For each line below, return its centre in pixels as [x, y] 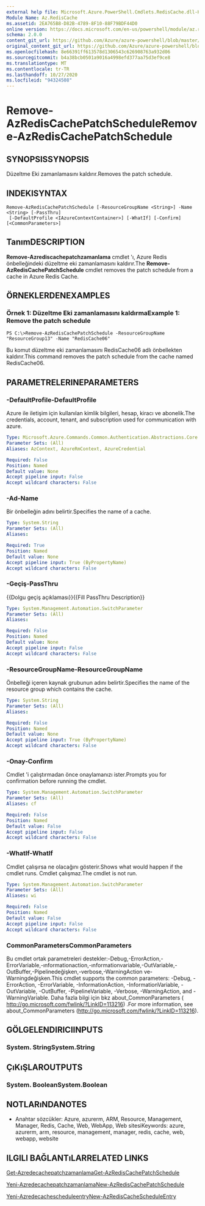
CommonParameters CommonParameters [69, 945]
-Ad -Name [22, 499]
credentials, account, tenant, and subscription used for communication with [101, 420]
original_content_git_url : [41, 47]
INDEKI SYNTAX [37, 193]
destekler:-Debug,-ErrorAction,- [123, 959]
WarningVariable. [28, 997]
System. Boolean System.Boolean [57, 1085]
